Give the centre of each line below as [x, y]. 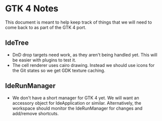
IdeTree [17, 43]
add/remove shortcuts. [36, 113]
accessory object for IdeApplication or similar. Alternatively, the [77, 103]
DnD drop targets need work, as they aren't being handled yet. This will [85, 55]
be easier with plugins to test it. [44, 60]
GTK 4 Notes [32, 9]
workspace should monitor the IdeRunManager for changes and [77, 108]
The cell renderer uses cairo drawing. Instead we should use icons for [83, 65]
